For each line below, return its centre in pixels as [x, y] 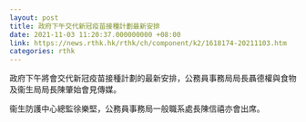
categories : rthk [42, 52]
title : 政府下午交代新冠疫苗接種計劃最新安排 [85, 26]
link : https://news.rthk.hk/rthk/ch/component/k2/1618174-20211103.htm [148, 43]
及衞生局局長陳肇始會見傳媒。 [65, 89]
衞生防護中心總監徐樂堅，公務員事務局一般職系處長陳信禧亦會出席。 [137, 108]
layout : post [34, 18]
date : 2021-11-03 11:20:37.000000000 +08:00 [95, 34]
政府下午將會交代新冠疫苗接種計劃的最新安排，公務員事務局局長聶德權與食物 [153, 79]
